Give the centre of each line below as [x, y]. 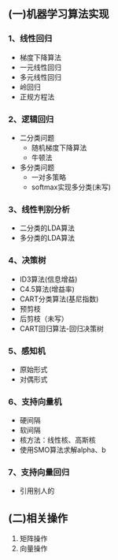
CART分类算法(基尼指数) [59, 299]
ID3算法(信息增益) [48, 279]
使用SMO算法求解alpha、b [63, 450]
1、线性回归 [30, 39]
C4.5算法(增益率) [47, 289]
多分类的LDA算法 [47, 238]
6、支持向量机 [35, 401]
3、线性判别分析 [39, 209]
